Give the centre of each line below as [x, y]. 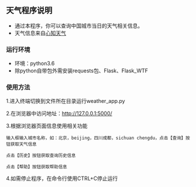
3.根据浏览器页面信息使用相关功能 [47, 126]
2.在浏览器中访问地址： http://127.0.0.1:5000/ [59, 113]
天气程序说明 [29, 11]
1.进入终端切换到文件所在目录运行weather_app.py [66, 101]
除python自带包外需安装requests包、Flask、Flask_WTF [81, 71]
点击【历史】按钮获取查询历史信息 [41, 156]
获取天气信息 [23, 144]
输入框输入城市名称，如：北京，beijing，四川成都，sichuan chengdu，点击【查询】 [96, 138]
